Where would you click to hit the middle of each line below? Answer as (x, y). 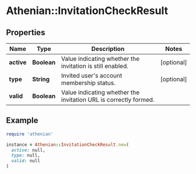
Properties (26, 33)
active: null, (28, 150)
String (41, 79)
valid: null (26, 161)
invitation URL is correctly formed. (108, 100)
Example (22, 120)
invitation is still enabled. (95, 66)
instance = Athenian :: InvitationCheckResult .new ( (68, 145)
